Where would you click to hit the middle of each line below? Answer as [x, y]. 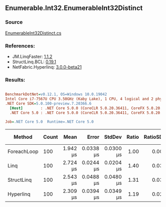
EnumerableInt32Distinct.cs [33, 33]
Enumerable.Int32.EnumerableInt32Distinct [74, 8]
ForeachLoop [23, 151]
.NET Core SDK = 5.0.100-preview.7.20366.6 [48, 104]
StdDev [113, 137]
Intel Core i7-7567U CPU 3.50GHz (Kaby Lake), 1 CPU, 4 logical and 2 [79, 99]
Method [23, 137]
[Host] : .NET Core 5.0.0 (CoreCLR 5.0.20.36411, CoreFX [77, 108]
